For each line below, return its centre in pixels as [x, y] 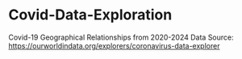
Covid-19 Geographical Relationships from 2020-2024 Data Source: [121, 37]
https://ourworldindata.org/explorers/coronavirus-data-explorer [114, 45]
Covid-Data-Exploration [90, 15]
